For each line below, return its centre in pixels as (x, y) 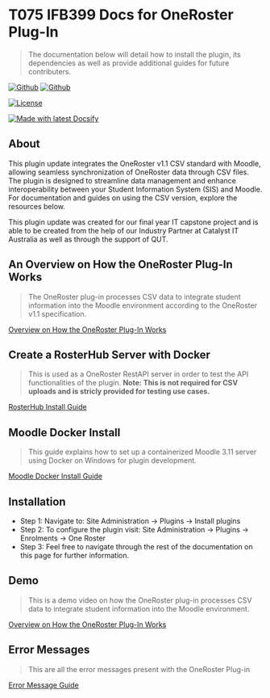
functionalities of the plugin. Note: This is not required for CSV (133, 383)
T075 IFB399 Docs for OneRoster (121, 15)
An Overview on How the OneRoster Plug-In (121, 265)
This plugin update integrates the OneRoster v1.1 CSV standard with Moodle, (135, 163)
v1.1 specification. (57, 313)
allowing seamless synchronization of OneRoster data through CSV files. (129, 172)
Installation (37, 501)
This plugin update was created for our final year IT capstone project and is (133, 222)
